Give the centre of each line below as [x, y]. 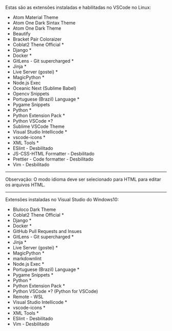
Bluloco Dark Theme [34, 209]
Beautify [21, 34]
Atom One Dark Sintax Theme [44, 23]
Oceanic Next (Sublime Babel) [45, 88]
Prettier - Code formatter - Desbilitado [53, 159]
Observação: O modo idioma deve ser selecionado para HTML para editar [83, 179]
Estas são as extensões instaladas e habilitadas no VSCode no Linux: [78, 7]
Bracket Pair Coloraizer [37, 39]
